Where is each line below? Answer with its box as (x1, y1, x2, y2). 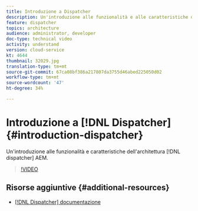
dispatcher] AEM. (6, 154, 48, 161)
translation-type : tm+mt (6, 63, 67, 70)
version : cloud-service (6, 47, 65, 53)
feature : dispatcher (6, 19, 57, 25)
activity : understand (6, 42, 60, 48)
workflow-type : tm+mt (6, 74, 60, 80)
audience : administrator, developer (6, 31, 96, 37)
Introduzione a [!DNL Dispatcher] (6, 116, 171, 130)
